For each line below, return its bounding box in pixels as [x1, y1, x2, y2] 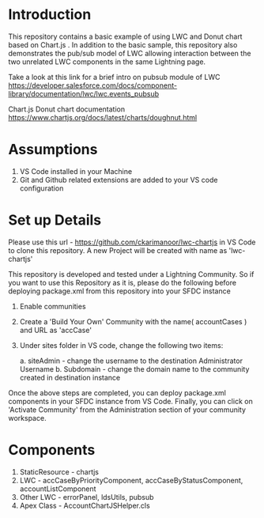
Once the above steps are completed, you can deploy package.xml [8, 388, 227, 397]
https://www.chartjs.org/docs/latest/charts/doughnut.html [8, 112, 198, 122]
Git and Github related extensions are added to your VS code [19, 175, 218, 184]
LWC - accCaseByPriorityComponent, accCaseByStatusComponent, [19, 475, 243, 485]
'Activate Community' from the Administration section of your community [8, 405, 247, 414]
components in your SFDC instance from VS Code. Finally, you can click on [8, 396, 253, 406]
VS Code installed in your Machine [19, 166, 133, 176]
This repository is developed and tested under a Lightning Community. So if [8, 269, 255, 278]
